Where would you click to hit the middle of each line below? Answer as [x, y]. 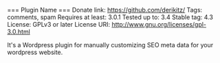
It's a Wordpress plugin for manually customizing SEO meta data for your [110, 45]
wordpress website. [35, 52]
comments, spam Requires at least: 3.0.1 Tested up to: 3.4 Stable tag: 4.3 [110, 17]
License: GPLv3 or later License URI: [59, 24]
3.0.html [19, 32]
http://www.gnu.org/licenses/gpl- [159, 24]
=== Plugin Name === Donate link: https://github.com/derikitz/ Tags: [105, 10]
